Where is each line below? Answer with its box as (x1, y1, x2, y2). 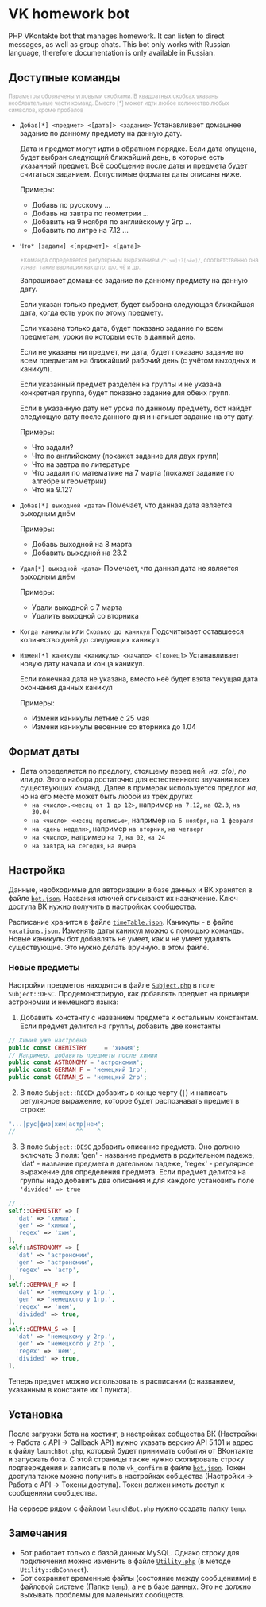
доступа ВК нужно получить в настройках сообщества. (8, 902, 197, 911)
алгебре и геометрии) (31, 476, 107, 486)
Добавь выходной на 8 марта (31, 539, 133, 549)
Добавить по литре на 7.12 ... (31, 225, 129, 235)
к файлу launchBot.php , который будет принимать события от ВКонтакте (8, 1446, 253, 1455)
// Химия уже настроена (8, 1036, 87, 1044)
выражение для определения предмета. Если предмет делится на (19, 1166, 246, 1177)
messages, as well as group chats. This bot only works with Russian (8, 39, 231, 49)
